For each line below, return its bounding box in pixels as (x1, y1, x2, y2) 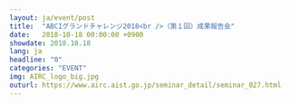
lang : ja (9, 47, 43, 56)
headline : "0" (9, 55, 63, 64)
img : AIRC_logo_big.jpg (9, 72, 100, 81)
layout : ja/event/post (9, 13, 95, 23)
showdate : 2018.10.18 (9, 38, 92, 48)
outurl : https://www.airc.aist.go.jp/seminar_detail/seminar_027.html (9, 80, 282, 90)
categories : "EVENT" (9, 64, 88, 73)
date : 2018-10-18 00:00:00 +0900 (9, 30, 144, 39)
